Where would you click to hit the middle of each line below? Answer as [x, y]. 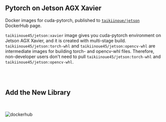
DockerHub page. [23, 25]
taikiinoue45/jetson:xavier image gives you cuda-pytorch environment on [83, 35]
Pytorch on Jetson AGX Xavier [53, 8]
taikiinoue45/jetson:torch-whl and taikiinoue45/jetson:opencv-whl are [80, 46]
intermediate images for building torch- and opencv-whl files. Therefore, [80, 51]
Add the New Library [38, 93]
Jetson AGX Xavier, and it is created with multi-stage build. [66, 40]
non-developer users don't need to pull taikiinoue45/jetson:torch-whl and [83, 56]
